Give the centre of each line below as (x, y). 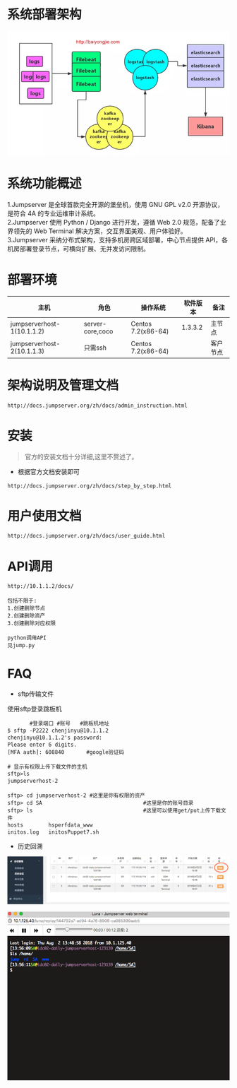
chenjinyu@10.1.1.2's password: (55, 738)
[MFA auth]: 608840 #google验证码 (66, 752)
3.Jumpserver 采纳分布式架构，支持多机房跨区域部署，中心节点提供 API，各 (117, 240)
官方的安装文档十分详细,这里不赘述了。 (81, 456)
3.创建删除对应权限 (32, 623)
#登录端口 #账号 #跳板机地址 (69, 724)
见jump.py (21, 646)
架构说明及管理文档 (63, 385)
